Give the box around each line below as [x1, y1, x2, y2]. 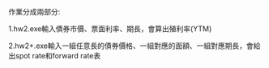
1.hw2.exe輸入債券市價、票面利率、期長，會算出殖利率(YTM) [8, 24, 212, 34]
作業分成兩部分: [8, 7, 61, 16]
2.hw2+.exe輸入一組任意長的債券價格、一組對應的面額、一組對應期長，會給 [8, 41, 261, 50]
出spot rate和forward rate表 [8, 51, 101, 60]
